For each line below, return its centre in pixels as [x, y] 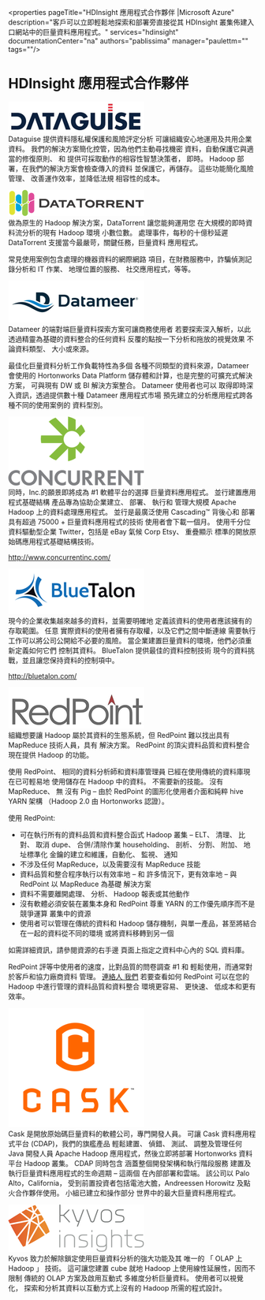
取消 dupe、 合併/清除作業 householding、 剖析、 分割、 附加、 [138, 844]
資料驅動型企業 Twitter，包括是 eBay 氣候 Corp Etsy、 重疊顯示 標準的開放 [129, 531]
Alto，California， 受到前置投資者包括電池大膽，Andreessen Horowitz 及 [126, 1183]
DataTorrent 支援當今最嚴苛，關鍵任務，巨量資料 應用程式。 [105, 242]
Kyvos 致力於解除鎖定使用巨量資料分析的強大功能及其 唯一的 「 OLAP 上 [125, 1258]
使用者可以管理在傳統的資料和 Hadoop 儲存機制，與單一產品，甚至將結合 [138, 923]
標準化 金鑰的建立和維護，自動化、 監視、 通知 [102, 854]
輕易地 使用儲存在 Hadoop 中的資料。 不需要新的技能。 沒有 [126, 781]
